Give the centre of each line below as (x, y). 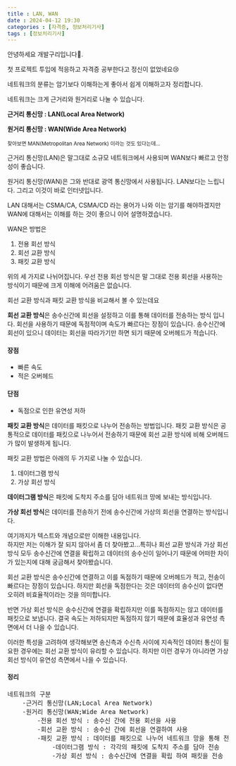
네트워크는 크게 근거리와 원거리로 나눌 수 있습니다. (76, 99)
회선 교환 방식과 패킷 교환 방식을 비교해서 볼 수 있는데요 (83, 301)
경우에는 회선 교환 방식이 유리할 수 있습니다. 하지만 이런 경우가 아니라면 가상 (124, 651)
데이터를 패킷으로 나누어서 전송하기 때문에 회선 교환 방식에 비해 (118, 434)
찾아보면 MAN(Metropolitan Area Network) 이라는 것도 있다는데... (84, 144)
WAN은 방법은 (27, 229)
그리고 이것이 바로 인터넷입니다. (60, 190)
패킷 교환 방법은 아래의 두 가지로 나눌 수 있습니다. (75, 458)
